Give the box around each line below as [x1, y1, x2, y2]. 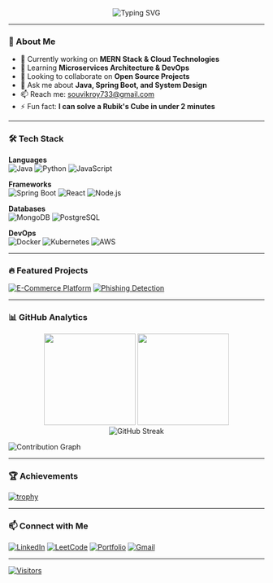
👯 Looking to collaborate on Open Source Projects [19, 72, 190, 81]
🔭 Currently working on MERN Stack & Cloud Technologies [19, 55, 220, 64]
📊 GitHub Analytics [8, 311, 88, 322]
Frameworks [8, 179, 52, 189]
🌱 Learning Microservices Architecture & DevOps [19, 63, 189, 72]
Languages [8, 155, 47, 164]
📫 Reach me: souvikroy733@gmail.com [19, 90, 155, 99]
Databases [8, 204, 46, 213]
